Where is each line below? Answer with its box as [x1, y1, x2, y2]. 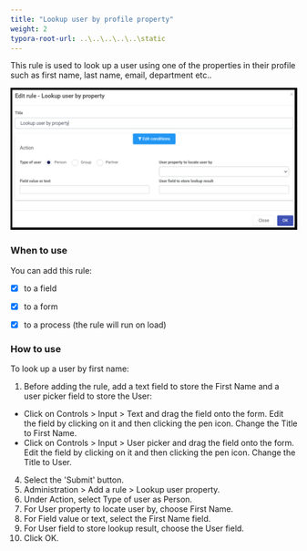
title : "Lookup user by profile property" [10, 15, 174, 24]
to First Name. [23, 428, 77, 439]
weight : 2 [10, 24, 48, 34]
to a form [23, 301, 58, 312]
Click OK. [23, 533, 59, 544]
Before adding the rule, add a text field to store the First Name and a [23, 381, 280, 392]
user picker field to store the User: [23, 390, 153, 401]
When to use [10, 244, 67, 257]
